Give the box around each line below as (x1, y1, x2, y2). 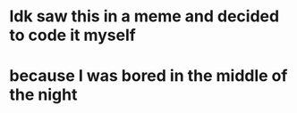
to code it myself (9, 25, 136, 45)
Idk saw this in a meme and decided (9, 6, 280, 27)
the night (9, 85, 78, 105)
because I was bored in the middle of (9, 66, 288, 86)
